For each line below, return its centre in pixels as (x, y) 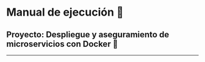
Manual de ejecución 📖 (65, 12)
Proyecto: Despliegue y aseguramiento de (88, 35)
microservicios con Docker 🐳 (62, 44)
